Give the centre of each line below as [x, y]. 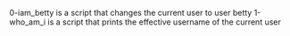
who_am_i [28, 22]
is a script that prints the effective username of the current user [164, 22]
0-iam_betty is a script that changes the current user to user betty [131, 13]
